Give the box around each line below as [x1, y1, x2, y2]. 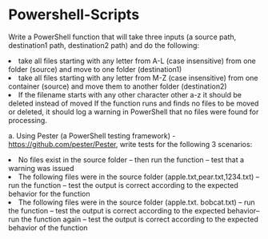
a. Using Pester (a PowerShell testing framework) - [8, 130, 176, 141]
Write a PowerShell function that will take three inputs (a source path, [8, 32, 237, 42]
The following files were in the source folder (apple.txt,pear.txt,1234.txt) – [18, 172, 260, 181]
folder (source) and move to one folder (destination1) [8, 64, 182, 74]
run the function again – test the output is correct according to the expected [8, 214, 258, 224]
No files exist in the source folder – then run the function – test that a [18, 154, 245, 165]
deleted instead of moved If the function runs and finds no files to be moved [8, 98, 259, 108]
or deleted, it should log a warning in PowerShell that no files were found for [8, 106, 259, 117]
